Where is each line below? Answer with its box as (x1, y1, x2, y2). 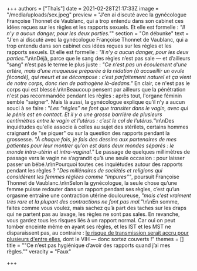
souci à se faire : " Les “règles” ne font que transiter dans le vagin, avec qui (6, 105, 188, 111)
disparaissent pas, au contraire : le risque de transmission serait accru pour (6, 229, 189, 236)
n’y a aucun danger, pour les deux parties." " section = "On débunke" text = (6, 30, 189, 37)
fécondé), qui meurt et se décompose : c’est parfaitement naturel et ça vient (6, 73, 192, 80)
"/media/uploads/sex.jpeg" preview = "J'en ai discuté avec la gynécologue (6, 11, 187, 18)
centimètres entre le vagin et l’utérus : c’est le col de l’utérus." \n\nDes (6, 117, 175, 124)
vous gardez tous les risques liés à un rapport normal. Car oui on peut (6, 217, 175, 223)
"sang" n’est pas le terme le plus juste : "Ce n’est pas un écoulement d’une (6, 61, 187, 68)
